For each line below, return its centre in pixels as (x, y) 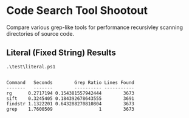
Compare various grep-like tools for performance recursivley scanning (95, 27)
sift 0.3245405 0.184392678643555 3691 (70, 98)
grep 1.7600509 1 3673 (70, 109)
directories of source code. (40, 33)
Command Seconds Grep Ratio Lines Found (70, 82)
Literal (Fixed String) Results (61, 53)
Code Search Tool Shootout (77, 11)
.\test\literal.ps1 (31, 67)
